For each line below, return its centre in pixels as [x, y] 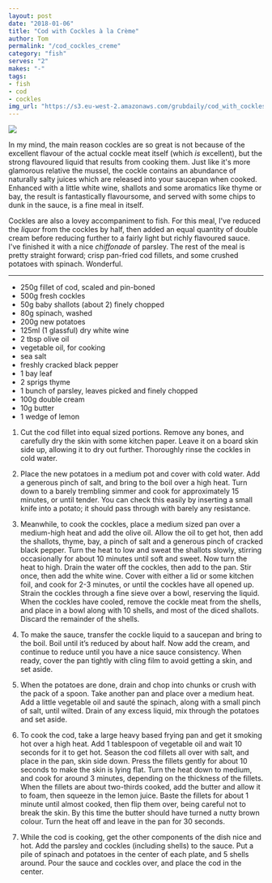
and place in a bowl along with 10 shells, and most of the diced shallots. [139, 610]
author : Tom [28, 39]
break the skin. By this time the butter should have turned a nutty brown [140, 813]
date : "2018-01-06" [41, 24]
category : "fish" [38, 54]
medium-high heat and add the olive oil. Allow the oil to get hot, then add [141, 533]
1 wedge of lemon [50, 417]
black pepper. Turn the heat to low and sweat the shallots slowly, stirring [141, 550]
